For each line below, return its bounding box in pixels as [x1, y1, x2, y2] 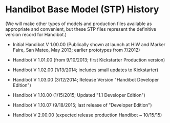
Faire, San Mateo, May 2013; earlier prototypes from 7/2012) [12, 47, 140, 53]
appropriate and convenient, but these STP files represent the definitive [5, 26, 156, 32]
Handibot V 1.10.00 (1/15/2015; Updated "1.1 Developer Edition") [12, 92, 146, 98]
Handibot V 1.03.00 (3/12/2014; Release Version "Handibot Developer [12, 76, 159, 83]
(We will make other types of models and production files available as [5, 20, 152, 27]
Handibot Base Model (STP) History [5, 4, 159, 15]
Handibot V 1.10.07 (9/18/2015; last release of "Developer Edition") [12, 101, 152, 108]
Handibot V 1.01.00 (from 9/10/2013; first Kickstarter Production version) [12, 56, 165, 63]
